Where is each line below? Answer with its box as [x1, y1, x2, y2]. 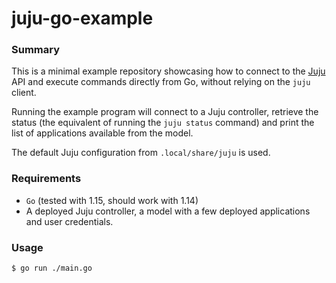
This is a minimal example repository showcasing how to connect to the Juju [11, 65, 326, 77]
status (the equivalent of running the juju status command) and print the [11, 117, 315, 129]
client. [11, 87, 37, 99]
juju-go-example [11, 7, 154, 30]
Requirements [11, 172, 82, 186]
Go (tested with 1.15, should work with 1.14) [25, 194, 199, 206]
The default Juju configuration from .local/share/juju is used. [11, 147, 271, 159]
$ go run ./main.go [11, 263, 93, 274]
